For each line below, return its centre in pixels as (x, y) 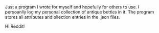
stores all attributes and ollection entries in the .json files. (63, 17)
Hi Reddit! (15, 26)
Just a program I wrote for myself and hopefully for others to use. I (72, 7)
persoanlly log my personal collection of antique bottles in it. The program (79, 12)
